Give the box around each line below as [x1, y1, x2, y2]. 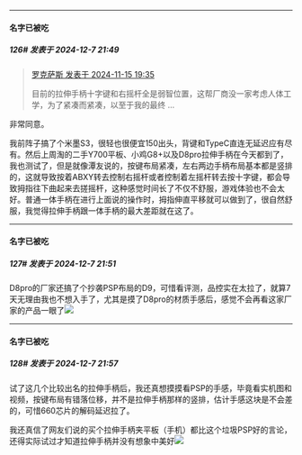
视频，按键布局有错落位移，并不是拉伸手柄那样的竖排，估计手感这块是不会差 [9, 394, 293, 405]
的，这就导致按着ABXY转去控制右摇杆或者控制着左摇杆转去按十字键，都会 [9, 171, 283, 182]
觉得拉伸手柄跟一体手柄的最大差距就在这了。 [32, 205, 199, 216]
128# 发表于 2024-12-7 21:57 [9, 358, 119, 369]
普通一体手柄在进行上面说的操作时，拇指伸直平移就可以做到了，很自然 [24, 194, 285, 205]
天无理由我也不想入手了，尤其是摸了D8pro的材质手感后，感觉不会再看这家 [9, 294, 285, 305]
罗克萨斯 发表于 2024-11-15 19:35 [31, 68, 155, 79]
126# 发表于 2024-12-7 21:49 [9, 44, 120, 55]
